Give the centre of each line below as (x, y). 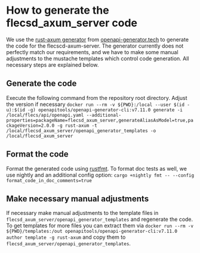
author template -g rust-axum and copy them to (66, 237)
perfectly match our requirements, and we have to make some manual (92, 52)
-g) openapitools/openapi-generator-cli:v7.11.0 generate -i (105, 110)
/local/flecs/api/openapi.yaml (45, 115)
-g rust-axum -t (77, 126)
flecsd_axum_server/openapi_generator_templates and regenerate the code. (100, 219)
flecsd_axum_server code (72, 23)
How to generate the (58, 10)
